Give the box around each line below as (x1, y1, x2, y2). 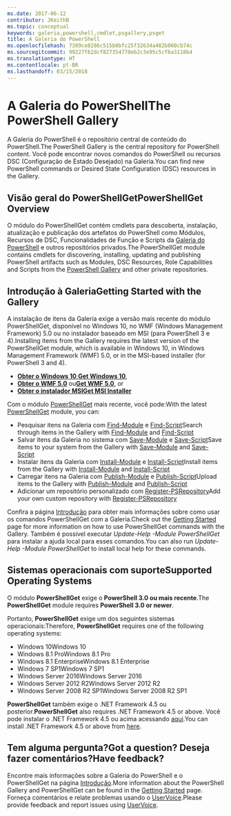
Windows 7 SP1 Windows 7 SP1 (17, 665, 105, 673)
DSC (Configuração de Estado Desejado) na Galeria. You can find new (7, 157, 205, 166)
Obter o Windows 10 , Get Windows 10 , (17, 372, 128, 380)
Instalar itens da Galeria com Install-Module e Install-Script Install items (17, 458, 219, 466)
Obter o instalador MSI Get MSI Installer (17, 387, 132, 395)
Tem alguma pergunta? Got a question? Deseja (7, 742, 210, 754)
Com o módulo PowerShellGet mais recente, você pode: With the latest (7, 400, 208, 409)
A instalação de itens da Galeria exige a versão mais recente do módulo (7, 315, 211, 323)
